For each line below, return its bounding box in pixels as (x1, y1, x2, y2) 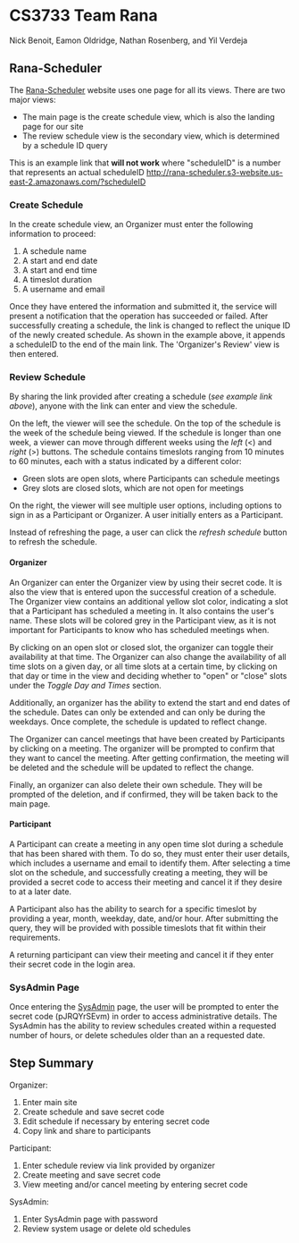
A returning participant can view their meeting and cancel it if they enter (9, 949, 274, 960)
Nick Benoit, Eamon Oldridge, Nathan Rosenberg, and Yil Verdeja (9, 35, 248, 46)
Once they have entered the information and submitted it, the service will (9, 301, 278, 312)
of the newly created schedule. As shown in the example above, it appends (9, 330, 286, 341)
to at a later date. (9, 886, 72, 897)
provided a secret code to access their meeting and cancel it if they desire (9, 876, 283, 887)
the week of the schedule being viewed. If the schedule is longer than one (9, 427, 282, 438)
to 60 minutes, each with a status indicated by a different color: (9, 456, 242, 467)
